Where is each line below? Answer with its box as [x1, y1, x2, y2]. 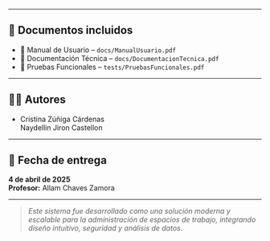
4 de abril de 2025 [8, 174, 71, 185]
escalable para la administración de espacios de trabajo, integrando [27, 214, 256, 225]
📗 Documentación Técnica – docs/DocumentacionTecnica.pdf [19, 53, 219, 63]
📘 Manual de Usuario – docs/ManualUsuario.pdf [19, 45, 177, 55]
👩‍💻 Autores [8, 93, 66, 107]
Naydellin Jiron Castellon [19, 122, 103, 133]
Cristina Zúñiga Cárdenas [19, 114, 104, 124]
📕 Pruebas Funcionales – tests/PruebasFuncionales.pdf [19, 62, 205, 71]
